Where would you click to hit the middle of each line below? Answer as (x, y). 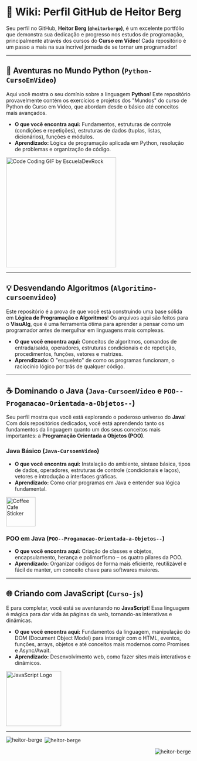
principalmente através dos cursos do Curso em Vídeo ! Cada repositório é (96, 40)
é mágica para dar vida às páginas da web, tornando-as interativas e (89, 614)
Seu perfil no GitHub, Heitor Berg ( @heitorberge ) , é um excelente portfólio (95, 28)
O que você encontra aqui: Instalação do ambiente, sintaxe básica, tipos (102, 464)
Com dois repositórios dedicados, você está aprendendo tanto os (85, 423)
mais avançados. (26, 113)
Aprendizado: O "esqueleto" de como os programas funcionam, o (94, 360)
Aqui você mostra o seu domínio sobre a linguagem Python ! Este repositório (98, 94)
